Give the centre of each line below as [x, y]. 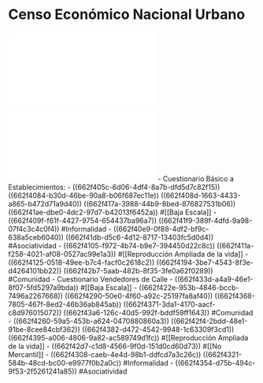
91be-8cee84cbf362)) [44, 329]
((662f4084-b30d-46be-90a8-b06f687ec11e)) [83, 195]
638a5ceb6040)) [36, 237]
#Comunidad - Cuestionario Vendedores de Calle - [91, 279]
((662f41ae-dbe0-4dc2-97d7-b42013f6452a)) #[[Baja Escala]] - [113, 212]
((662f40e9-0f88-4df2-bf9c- [161, 229]
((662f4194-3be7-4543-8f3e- [205, 262]
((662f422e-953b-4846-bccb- [189, 287]
